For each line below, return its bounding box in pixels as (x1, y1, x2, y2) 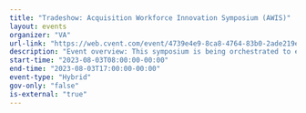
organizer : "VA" (9, 30, 71, 39)
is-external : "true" (9, 89, 88, 98)
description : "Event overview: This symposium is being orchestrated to (9, 47, 291, 56)
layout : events (9, 22, 67, 31)
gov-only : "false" (9, 81, 79, 90)
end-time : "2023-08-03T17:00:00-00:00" (9, 65, 161, 74)
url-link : (9, 38, 47, 48)
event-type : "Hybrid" (9, 73, 92, 82)
